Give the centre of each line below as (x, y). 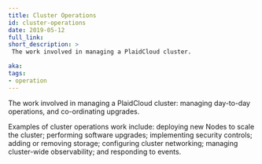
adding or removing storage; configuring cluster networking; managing (123, 143)
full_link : (26, 37)
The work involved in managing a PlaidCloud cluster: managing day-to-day (129, 103)
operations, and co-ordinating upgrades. (74, 111)
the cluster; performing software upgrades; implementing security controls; (131, 135)
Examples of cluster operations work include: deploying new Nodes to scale (131, 126)
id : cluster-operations (47, 23)
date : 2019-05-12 (37, 30)
